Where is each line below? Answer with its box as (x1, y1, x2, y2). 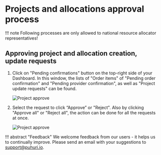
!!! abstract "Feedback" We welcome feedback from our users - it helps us (5, 133, 156, 140)
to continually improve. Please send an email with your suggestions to (5, 139, 146, 145)
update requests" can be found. (12, 86, 77, 91)
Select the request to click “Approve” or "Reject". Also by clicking (12, 104, 144, 111)
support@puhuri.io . (5, 144, 44, 150)
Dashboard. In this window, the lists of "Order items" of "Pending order (12, 75, 156, 81)
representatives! (5, 35, 38, 41)
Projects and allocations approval (5, 3, 144, 15)
